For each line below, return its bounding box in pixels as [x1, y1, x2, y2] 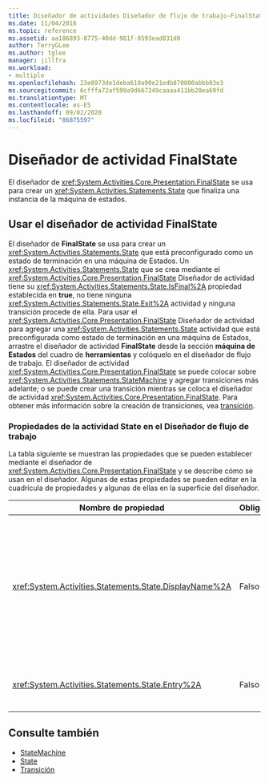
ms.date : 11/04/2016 [8, 19, 78, 27]
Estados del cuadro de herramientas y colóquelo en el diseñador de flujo [8, 350, 251, 359]
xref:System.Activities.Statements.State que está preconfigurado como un [8, 247, 254, 257]
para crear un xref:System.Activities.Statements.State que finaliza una [8, 185, 240, 195]
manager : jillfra [8, 57, 66, 65]
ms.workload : [8, 64, 52, 72]
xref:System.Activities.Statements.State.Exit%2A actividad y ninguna [8, 298, 236, 308]
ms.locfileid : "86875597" [8, 116, 94, 124]
